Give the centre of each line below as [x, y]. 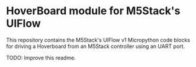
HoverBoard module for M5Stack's [93, 11]
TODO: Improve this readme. [41, 58]
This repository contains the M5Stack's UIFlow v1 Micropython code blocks [98, 40]
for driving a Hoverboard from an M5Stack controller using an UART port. [96, 46]
